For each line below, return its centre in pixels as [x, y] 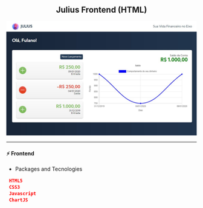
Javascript [22, 193]
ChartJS [18, 200]
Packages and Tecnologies [49, 169]
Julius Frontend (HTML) [101, 10]
